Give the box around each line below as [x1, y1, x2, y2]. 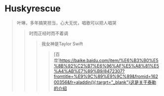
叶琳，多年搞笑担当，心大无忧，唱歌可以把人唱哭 [16, 20, 117, 26]
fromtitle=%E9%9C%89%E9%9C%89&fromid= [53, 73, 151, 79]
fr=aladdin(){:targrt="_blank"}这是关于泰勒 [70, 79, 157, 85]
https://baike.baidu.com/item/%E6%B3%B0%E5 [59, 57, 159, 63]
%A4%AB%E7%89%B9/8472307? [53, 68, 125, 74]
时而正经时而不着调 [29, 30, 69, 36]
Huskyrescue [4, 3, 61, 14]
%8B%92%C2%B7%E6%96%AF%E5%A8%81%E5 [53, 63, 159, 69]
